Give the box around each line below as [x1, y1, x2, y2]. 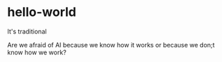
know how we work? [7, 48, 67, 56]
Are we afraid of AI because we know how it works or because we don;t [7, 40, 215, 49]
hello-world [7, 4, 77, 20]
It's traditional [7, 27, 47, 36]
